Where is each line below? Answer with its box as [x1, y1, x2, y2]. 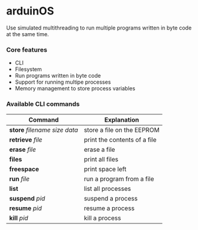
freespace [9, 164, 39, 173]
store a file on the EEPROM [83, 125, 160, 134]
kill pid [9, 214, 29, 222]
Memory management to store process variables [14, 85, 136, 92]
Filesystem [14, 66, 42, 73]
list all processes [83, 184, 131, 193]
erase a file [83, 145, 115, 154]
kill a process [83, 214, 121, 222]
